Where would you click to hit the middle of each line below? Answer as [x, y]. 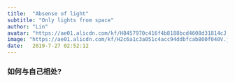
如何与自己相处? [34, 72]
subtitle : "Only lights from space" [60, 20]
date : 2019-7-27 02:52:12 [48, 46]
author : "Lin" [28, 26]
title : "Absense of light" [48, 14]
